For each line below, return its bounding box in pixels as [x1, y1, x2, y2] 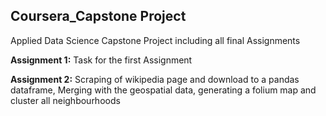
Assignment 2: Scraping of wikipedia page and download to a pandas [10, 73, 300, 85]
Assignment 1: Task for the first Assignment [10, 54, 193, 66]
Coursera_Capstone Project [10, 8, 187, 25]
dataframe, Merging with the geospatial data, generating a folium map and [10, 84, 317, 96]
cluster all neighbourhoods [10, 94, 121, 106]
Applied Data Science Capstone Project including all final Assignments [10, 34, 301, 46]
